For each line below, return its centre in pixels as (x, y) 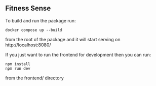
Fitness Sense (28, 8)
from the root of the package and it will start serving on (63, 39)
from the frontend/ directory (35, 78)
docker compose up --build (34, 30)
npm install (18, 64)
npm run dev (18, 68)
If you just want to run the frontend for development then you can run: (78, 54)
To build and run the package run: (41, 20)
